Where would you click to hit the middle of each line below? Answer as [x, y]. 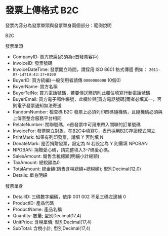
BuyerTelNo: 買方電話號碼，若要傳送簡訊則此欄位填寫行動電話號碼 [81, 93]
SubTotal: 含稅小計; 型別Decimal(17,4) [52, 228]
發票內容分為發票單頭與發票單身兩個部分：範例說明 [58, 25]
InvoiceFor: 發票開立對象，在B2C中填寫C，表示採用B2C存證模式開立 [84, 131]
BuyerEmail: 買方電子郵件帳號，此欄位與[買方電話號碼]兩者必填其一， [85, 99]
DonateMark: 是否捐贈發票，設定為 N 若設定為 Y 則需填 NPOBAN [80, 143]
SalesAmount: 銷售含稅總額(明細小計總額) [56, 156]
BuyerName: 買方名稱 [35, 86]
